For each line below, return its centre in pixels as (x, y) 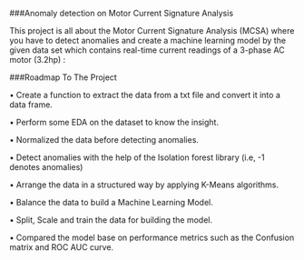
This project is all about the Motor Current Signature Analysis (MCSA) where (152, 30)
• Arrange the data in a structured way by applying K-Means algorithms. (144, 185)
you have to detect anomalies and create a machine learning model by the (148, 40)
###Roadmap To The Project (64, 77)
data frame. (31, 105)
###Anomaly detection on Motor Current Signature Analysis (122, 13)
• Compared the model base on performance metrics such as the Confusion (152, 237)
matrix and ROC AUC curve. (62, 247)
